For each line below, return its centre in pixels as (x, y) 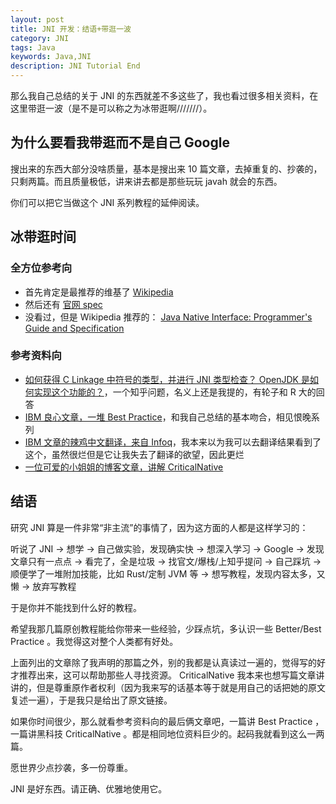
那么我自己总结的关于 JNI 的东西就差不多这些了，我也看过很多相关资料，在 (164, 95)
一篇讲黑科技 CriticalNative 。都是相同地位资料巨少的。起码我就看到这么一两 (167, 733)
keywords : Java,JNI (51, 57)
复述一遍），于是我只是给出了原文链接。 (91, 700)
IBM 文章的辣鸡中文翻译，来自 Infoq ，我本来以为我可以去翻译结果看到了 (173, 442)
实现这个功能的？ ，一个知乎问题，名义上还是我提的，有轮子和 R (165, 392)
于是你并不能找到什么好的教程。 (76, 607)
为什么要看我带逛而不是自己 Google (120, 142)
